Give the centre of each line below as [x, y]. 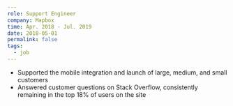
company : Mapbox [31, 20]
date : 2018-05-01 [32, 33]
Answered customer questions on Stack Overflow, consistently [108, 87]
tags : [15, 46]
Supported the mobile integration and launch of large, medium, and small [122, 72]
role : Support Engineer [42, 14]
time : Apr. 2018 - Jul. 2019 [50, 26]
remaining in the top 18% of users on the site [82, 94]
